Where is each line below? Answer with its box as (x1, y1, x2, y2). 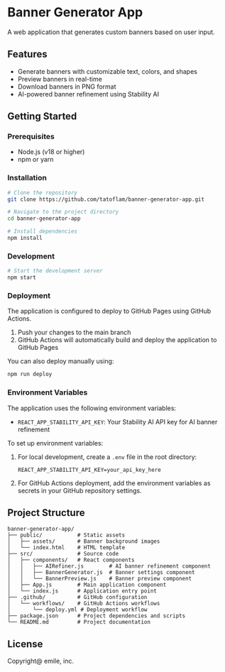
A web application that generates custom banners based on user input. (7, 28, 215, 36)
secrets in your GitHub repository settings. (17, 486, 142, 495)
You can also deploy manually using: (7, 357, 114, 365)
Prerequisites (7, 132, 55, 142)
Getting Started (7, 111, 77, 123)
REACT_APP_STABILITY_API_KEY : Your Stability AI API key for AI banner (17, 417, 218, 426)
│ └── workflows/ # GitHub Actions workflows (7, 600, 160, 607)
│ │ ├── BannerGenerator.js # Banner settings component (7, 569, 195, 576)
